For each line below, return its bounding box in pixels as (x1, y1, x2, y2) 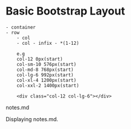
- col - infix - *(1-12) (16, 40, 79, 46)
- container (5, 24, 36, 30)
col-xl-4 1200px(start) (16, 77, 77, 83)
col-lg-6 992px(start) (16, 71, 74, 78)
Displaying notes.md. (5, 115, 59, 122)
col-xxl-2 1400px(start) (16, 82, 79, 88)
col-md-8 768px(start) (16, 67, 74, 73)
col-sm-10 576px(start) (16, 61, 77, 67)
